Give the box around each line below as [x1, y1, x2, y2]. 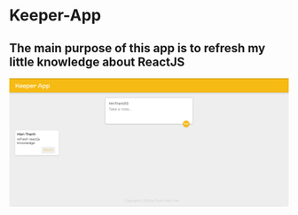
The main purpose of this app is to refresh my [9, 41, 266, 56]
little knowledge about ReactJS [9, 54, 185, 69]
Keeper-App [9, 5, 102, 26]
